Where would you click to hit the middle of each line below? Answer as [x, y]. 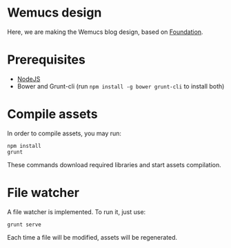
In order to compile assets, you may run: [64, 133]
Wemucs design [54, 13]
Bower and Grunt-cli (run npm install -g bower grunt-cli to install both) [121, 86]
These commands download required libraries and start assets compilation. [114, 164]
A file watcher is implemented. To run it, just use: [77, 211]
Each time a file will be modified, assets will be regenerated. [92, 237]
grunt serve [24, 225]
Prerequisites [47, 60]
